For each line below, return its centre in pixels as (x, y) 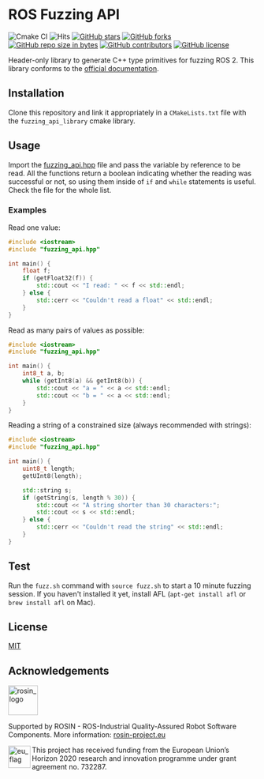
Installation (36, 94)
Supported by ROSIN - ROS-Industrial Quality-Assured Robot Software (123, 726)
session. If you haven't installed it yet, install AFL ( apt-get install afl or (127, 593)
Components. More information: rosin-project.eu (87, 735)
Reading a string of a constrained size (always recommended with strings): (130, 425)
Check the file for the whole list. (60, 190)
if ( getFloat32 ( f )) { (58, 278)
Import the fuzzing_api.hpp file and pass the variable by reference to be (125, 164)
